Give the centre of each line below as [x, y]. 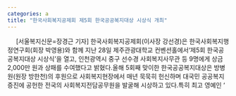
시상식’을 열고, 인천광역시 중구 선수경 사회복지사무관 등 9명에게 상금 [130, 59]
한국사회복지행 [209, 41]
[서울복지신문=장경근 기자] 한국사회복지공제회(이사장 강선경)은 [102, 41]
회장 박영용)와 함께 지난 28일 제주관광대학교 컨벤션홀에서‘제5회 [119, 50]
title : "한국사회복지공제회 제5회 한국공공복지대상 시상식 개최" [87, 20]
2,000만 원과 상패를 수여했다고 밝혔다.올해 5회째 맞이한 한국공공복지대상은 [110, 67]
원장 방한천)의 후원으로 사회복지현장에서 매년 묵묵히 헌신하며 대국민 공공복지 [120, 76]
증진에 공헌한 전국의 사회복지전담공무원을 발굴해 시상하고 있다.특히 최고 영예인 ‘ [116, 85]
